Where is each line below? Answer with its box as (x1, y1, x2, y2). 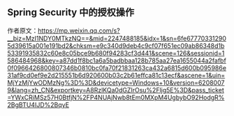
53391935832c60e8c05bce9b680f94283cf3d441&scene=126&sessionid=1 (7, 49, 225, 57)
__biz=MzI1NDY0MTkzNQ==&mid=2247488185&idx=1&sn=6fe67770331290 (7, 34, 227, 42)
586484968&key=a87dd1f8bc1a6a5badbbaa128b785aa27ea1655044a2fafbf (7, 56, 227, 65)
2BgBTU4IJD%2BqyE (7, 100, 70, 109)
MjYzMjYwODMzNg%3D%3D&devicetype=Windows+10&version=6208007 (7, 78, 225, 87)
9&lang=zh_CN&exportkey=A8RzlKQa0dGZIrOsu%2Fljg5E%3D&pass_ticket (7, 85, 225, 94)
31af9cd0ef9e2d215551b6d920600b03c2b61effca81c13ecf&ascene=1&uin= (7, 71, 226, 79)
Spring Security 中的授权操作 (7, 6, 135, 19)
